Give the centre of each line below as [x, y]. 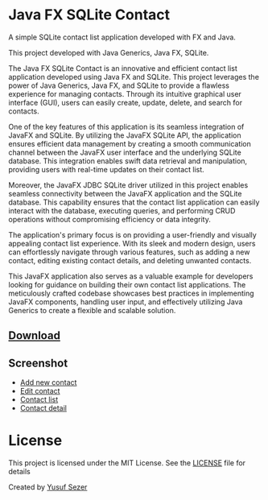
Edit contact [40, 391]
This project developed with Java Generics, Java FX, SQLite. [109, 52]
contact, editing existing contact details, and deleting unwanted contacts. [130, 260]
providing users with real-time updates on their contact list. [107, 169]
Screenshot [38, 363]
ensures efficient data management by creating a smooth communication [130, 143]
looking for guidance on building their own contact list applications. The [127, 284]
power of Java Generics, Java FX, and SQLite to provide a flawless [119, 85]
